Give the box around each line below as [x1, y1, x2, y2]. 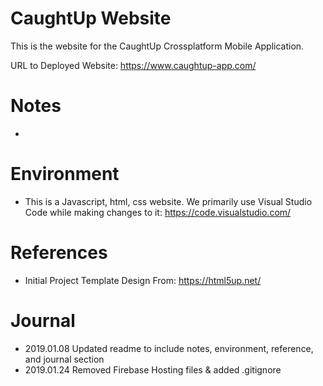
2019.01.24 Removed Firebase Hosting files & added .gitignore [24, 363, 282, 376]
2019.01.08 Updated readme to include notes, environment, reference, [24, 342, 314, 354]
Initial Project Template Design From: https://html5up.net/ [24, 274, 262, 286]
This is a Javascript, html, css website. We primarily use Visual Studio [24, 195, 313, 207]
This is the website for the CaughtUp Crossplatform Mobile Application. [10, 40, 305, 52]
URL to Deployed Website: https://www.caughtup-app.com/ [10, 59, 257, 71]
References [10, 242, 108, 264]
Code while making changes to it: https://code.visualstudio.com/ [24, 206, 292, 218]
